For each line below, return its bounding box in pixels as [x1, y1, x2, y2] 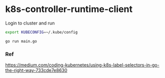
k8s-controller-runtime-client [5, 3, 133, 15]
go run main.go [5, 38, 37, 43]
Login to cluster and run [5, 20, 55, 26]
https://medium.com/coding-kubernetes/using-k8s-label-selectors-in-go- [5, 61, 160, 68]
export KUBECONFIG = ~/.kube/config [5, 29, 78, 34]
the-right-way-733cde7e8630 [5, 67, 68, 73]
